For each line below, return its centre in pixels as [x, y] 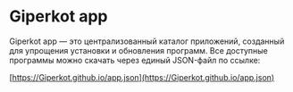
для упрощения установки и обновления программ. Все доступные [138, 50]
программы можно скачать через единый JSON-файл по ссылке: [135, 60]
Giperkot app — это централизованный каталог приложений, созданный [147, 41]
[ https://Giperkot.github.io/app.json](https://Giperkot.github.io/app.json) [142, 77]
